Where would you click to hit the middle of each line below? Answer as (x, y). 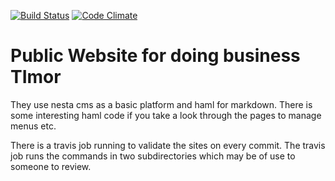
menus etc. (33, 126)
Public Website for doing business (155, 56)
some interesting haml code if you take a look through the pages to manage (166, 115)
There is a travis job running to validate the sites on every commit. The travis (168, 145)
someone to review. (51, 166)
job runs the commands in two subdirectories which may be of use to (153, 156)
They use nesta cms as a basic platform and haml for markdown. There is (161, 104)
